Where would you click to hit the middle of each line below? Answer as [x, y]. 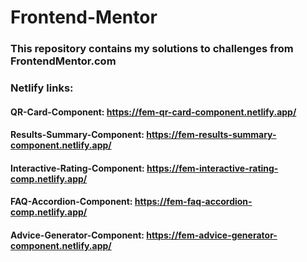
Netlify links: [42, 88]
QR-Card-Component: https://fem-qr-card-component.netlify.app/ [153, 112]
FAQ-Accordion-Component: [71, 202]
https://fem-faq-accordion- [193, 202]
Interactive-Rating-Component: [77, 168]
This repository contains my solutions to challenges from [152, 49]
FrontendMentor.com [63, 61]
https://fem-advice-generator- [212, 235]
